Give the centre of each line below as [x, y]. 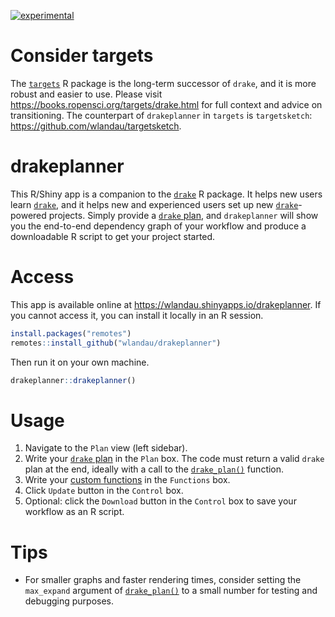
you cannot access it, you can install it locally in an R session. [137, 315]
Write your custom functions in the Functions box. [127, 480]
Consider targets [82, 56]
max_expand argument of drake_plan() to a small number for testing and [171, 591]
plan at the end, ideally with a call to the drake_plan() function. [154, 469]
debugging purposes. [69, 601]
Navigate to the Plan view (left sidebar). [106, 448]
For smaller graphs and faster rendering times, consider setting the [163, 580]
